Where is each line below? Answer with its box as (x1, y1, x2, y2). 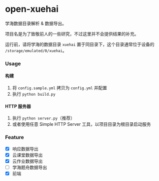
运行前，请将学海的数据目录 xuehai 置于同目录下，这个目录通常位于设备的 (5, 41, 155, 47)
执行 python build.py (12, 91, 56, 97)
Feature (5, 134, 24, 141)
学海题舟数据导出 (12, 164, 47, 170)
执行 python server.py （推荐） (12, 115, 75, 121)
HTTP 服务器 (5, 103, 31, 109)
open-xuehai (5, 3, 59, 15)
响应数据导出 (12, 145, 38, 151)
